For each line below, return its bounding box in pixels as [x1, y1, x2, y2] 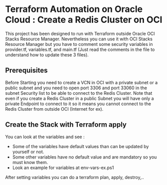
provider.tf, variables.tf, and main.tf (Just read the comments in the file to [5, 46, 155, 52]
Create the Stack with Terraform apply [5, 121, 127, 129]
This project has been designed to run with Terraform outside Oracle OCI [5, 30, 156, 36]
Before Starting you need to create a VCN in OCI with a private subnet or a [5, 79, 158, 85]
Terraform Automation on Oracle [5, 3, 143, 15]
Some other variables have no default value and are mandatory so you [12, 154, 157, 160]
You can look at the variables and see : [5, 134, 85, 140]
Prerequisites [5, 66, 48, 75]
